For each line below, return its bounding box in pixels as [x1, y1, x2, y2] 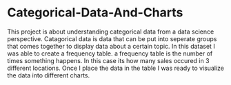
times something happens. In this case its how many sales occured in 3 [7, 56, 210, 64]
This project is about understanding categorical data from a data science [7, 27, 214, 36]
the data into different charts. [7, 71, 90, 80]
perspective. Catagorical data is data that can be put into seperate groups [7, 34, 217, 42]
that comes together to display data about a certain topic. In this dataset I [7, 42, 215, 50]
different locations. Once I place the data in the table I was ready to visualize [7, 64, 224, 72]
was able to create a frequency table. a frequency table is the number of [7, 49, 213, 58]
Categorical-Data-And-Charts [7, 5, 183, 21]
